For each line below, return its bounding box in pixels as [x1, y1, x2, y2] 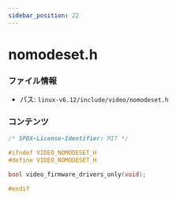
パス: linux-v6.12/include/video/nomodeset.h [19, 95, 169, 104]
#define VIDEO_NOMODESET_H [8, 156, 97, 164]
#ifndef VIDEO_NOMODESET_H [8, 149, 97, 157]
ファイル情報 [8, 75, 58, 86]
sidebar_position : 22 [8, 11, 80, 20]
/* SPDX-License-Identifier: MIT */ [8, 135, 129, 143]
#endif [8, 185, 30, 193]
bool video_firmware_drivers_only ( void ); [8, 171, 147, 178]
